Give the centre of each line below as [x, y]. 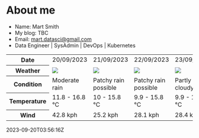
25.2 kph [105, 114]
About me [31, 10]
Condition [28, 84]
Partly [183, 80]
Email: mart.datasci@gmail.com [53, 39]
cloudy [184, 88]
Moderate [66, 80]
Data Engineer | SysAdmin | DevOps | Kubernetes [75, 45]
